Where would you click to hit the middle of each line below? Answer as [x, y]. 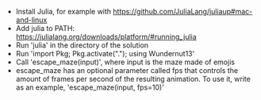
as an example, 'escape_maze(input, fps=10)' [90, 87]
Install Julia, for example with [63, 12]
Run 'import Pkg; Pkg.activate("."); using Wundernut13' [105, 54]
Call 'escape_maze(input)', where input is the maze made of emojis [125, 62]
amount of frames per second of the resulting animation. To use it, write [133, 79]
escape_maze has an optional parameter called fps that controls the [127, 70]
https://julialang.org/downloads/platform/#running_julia [106, 37]
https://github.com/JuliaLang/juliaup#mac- [183, 12]
